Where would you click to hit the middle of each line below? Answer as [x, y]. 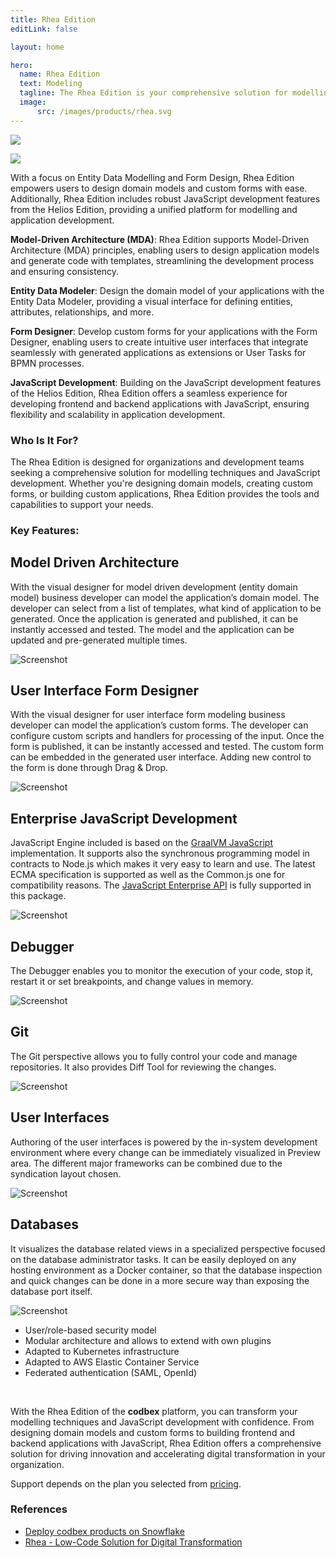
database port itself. [51, 1291]
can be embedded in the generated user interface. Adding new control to [161, 757]
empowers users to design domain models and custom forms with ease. [159, 188]
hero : [21, 65]
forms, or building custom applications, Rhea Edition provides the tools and [165, 493]
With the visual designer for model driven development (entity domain [154, 587]
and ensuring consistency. [65, 271]
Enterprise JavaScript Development [124, 818]
